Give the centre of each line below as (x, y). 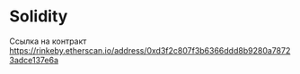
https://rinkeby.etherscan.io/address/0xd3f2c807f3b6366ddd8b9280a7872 (150, 50)
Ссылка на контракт (48, 41)
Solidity (39, 16)
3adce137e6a (34, 60)
